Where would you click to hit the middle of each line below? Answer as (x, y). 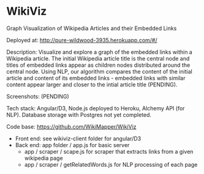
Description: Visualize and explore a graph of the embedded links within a (100, 52)
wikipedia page (43, 158)
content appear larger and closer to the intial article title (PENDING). (92, 85)
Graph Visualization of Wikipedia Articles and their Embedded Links (92, 28)
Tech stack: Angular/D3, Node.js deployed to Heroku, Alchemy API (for (96, 108)
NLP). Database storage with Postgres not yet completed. (79, 115)
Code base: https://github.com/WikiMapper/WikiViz (71, 126)
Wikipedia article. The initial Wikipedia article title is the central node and (98, 58)
